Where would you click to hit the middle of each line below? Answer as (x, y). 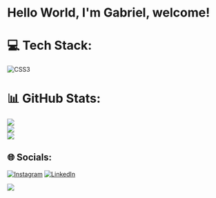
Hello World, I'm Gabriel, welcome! (109, 13)
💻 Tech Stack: (50, 46)
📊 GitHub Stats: (54, 99)
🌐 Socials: (30, 158)
